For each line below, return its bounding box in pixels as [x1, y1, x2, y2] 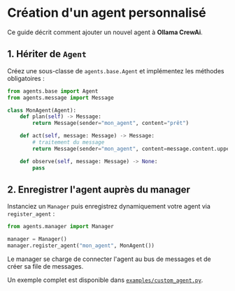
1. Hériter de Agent [7, 48, 87, 60]
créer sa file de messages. [7, 262, 84, 270]
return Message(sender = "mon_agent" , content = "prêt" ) [32, 120, 190, 127]
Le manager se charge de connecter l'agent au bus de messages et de [7, 255, 211, 263]
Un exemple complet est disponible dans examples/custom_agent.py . [7, 276, 204, 284]
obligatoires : [7, 74, 45, 82]
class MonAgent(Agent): [7, 107, 77, 114]
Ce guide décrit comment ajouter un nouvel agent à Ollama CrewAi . [7, 28, 203, 36]
